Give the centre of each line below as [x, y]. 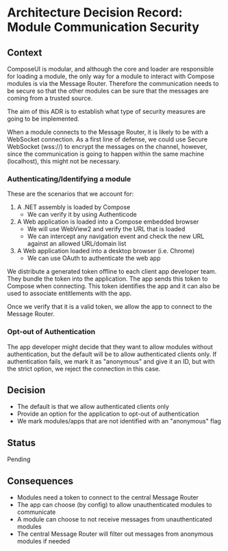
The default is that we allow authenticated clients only [93, 407]
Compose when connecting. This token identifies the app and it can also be [114, 286]
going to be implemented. [43, 119]
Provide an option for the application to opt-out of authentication [108, 414]
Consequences [40, 481]
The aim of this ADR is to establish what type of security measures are [106, 112]
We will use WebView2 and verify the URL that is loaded [106, 229]
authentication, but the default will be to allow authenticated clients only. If [112, 354]
